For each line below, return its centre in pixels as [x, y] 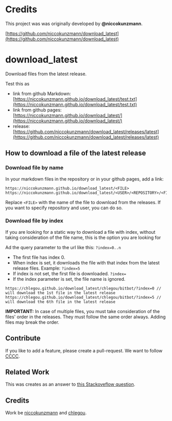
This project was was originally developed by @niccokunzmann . [74, 24]
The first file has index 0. [39, 257]
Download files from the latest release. [46, 74]
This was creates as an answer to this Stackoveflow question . [70, 384]
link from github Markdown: [42, 94]
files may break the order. [33, 322]
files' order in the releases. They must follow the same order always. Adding [85, 317]
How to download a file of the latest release [76, 153]
